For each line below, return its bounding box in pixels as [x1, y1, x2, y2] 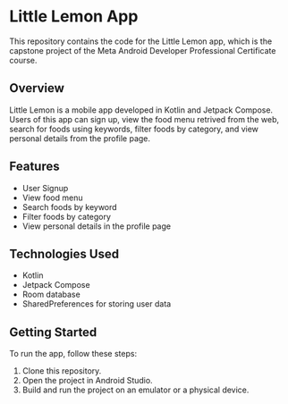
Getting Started [9, 324, 97, 340]
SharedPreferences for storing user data [21, 299, 172, 309]
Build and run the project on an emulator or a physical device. [21, 384, 250, 395]
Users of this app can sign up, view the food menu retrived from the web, [9, 114, 280, 124]
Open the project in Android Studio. [21, 375, 154, 386]
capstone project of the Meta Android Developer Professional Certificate [9, 45, 276, 55]
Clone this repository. [21, 366, 102, 376]
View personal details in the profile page [21, 221, 172, 231]
